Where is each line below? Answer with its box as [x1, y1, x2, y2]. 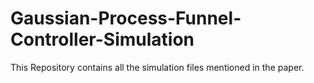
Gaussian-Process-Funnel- [10, 7, 242, 30]
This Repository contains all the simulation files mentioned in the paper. [10, 61, 305, 73]
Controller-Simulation [10, 28, 195, 51]
